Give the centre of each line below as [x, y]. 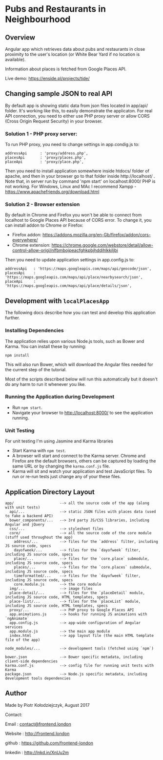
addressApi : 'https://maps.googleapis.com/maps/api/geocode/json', [78, 269]
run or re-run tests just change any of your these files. [66, 477]
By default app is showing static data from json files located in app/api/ [76, 106]
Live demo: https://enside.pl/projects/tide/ [48, 78]
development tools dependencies [38, 678]
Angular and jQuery [25, 524]
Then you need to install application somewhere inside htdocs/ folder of [77, 171]
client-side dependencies [31, 661]
